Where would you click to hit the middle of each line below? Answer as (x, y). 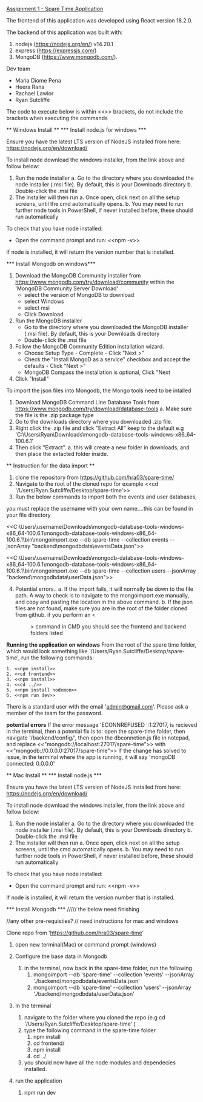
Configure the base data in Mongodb (61, 956)
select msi (37, 308)
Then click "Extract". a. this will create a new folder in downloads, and (102, 447)
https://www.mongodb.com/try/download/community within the (95, 282)
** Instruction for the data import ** (51, 466)
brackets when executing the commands (57, 118)
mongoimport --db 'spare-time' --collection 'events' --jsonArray (113, 974)
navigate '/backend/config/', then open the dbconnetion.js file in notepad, (98, 738)
